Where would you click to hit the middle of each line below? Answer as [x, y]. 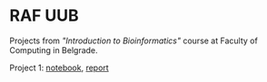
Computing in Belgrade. [54, 50]
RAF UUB [44, 16]
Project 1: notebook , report [59, 68]
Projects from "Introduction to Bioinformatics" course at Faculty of [134, 41]
